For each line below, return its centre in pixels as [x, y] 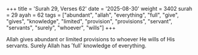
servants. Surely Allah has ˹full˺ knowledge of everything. [76, 45]
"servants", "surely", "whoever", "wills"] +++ [61, 27]
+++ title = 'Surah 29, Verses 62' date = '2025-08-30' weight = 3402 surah [99, 9]
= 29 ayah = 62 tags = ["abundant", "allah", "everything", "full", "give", [93, 15]
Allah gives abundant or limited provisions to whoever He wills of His [91, 39]
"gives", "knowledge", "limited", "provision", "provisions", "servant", [89, 21]
